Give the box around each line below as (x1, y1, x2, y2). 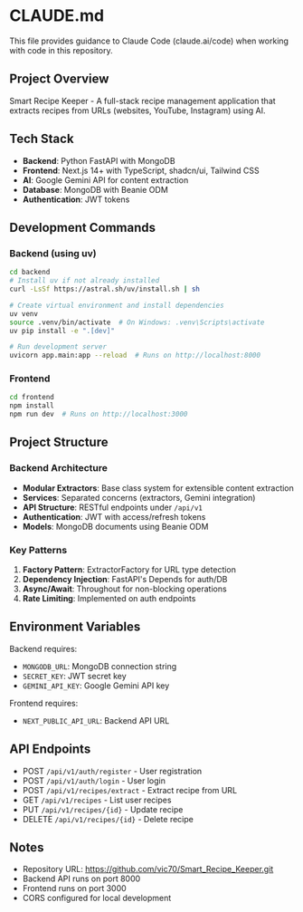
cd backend (9, 268, 51, 277)
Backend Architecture (9, 462, 109, 475)
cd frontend (9, 393, 54, 402)
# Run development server (9, 342, 107, 351)
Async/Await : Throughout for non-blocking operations (22, 583, 228, 594)
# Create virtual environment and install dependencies (9, 301, 224, 310)
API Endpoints (9, 742, 91, 757)
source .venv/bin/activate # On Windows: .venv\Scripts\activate (9, 318, 265, 327)
